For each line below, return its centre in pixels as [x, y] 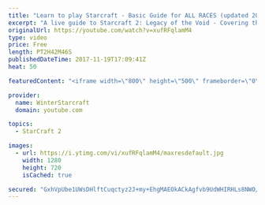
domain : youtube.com [49, 110]
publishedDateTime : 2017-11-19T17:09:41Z [77, 60]
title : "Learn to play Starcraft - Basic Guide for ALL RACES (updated [128, 15]
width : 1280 [42, 160]
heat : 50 [22, 67]
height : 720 [42, 168]
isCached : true [47, 175]
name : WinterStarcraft [52, 102]
